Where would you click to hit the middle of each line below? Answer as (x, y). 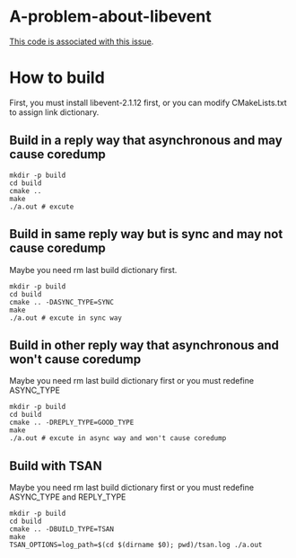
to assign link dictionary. (54, 112)
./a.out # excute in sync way (66, 318)
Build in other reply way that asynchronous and (144, 345)
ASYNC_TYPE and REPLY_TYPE (68, 497)
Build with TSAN (56, 466)
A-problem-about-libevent (111, 17)
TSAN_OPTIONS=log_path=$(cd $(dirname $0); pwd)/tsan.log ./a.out (136, 545)
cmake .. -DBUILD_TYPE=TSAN (62, 529)
